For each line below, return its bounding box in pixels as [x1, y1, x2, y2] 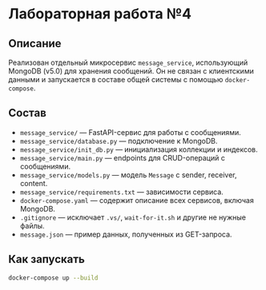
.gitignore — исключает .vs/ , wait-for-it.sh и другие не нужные [19, 213, 247, 222]
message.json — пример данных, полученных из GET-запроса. [19, 229, 232, 239]
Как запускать [8, 252, 86, 266]
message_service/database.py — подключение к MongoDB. [19, 136, 218, 145]
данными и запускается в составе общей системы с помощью [8, 75, 224, 84]
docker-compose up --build [8, 273, 99, 282]
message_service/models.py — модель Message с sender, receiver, [19, 169, 238, 180]
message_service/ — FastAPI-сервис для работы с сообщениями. [19, 127, 242, 137]
